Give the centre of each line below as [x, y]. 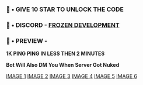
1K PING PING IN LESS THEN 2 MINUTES [55, 54]
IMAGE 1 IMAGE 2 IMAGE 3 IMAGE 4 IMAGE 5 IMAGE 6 [71, 76]
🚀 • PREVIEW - [27, 40]
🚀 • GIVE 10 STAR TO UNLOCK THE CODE [65, 9]
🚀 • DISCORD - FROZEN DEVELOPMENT [63, 25]
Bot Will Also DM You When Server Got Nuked [63, 65]
